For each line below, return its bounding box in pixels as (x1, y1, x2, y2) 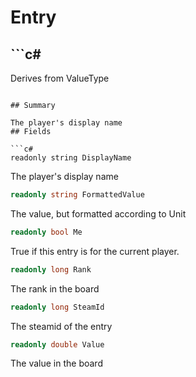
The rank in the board (10, 282, 100, 295)
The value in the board (10, 357, 103, 370)
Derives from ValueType (10, 72, 110, 84)
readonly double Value (10, 339, 105, 350)
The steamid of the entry (10, 320, 113, 332)
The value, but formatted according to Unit (10, 207, 187, 220)
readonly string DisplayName (10, 153, 132, 163)
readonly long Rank (10, 264, 92, 275)
